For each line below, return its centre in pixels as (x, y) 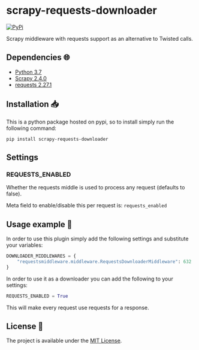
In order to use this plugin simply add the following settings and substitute (97, 239)
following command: (31, 128)
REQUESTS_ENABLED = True (37, 296)
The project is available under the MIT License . (64, 341)
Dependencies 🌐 (38, 58)
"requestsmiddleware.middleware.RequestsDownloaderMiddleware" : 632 (104, 261)
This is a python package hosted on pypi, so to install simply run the (90, 122)
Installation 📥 (33, 105)
